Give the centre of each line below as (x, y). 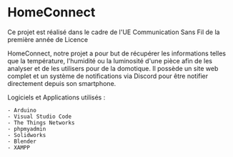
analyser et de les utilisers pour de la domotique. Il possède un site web (113, 68)
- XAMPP (19, 147)
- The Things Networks (41, 123)
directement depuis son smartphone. (62, 83)
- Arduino (22, 110)
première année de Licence (48, 39)
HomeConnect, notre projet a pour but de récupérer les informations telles (117, 53)
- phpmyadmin (27, 129)
